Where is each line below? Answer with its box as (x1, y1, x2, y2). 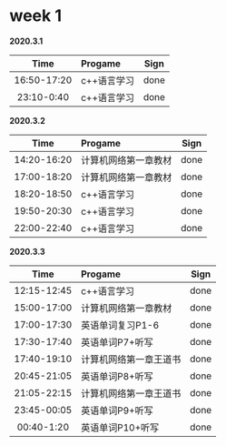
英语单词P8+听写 (80, 370, 153, 382)
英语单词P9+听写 (80, 404, 153, 417)
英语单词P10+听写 (80, 421, 160, 433)
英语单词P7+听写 (80, 336, 153, 349)
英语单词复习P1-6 (80, 319, 160, 331)
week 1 (9, 5, 62, 26)
